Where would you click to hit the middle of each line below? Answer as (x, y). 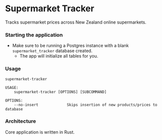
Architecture (21, 121)
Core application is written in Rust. (40, 132)
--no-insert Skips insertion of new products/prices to (86, 105)
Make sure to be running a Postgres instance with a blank (70, 46)
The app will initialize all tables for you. (59, 56)
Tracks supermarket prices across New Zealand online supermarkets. (76, 22)
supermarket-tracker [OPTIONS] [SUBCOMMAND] (60, 92)
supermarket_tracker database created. (52, 51)
